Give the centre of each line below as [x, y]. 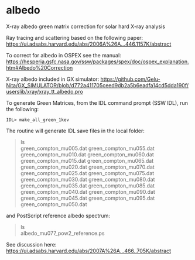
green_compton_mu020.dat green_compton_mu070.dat [88, 167]
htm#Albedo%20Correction [40, 67]
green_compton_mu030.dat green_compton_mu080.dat [88, 179]
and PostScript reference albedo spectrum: [58, 215]
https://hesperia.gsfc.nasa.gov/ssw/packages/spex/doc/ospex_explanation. [97, 61]
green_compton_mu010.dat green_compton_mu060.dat [87, 154]
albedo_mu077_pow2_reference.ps [62, 233]
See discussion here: [31, 244]
